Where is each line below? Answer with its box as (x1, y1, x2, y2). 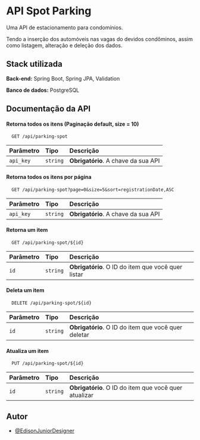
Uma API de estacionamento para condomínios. (6, 24, 123, 31)
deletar (69, 330, 89, 339)
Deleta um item (6, 287, 45, 294)
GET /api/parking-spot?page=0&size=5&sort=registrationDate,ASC (11, 187, 174, 193)
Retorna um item (6, 227, 48, 234)
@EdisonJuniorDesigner (14, 427, 74, 434)
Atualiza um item (6, 347, 49, 354)
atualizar (69, 391, 94, 399)
